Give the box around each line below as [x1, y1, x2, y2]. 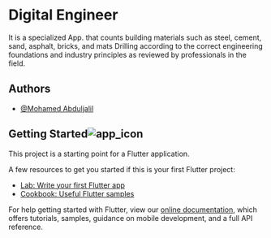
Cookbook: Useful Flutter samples [19, 188, 135, 198]
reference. [8, 222, 43, 232]
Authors [8, 82, 51, 96]
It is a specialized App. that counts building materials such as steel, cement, [8, 32, 262, 42]
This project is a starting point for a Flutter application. [8, 149, 190, 158]
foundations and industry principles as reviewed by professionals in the [8, 50, 247, 59]
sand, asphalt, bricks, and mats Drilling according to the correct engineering [8, 41, 264, 50]
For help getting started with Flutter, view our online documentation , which [8, 205, 258, 214]
